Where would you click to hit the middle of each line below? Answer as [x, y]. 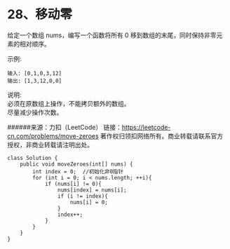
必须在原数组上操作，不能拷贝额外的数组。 [69, 103]
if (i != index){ [83, 196]
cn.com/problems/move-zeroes [53, 136]
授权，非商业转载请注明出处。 [50, 144]
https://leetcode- [146, 127]
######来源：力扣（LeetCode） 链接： [65, 127]
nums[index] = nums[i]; [92, 190]
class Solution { [33, 158]
